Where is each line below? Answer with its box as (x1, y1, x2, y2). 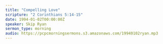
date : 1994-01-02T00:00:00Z (5, 17, 65, 22)
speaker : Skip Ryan (5, 21, 47, 27)
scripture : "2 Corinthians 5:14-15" (5, 12, 83, 17)
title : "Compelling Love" (5, 7, 60, 13)
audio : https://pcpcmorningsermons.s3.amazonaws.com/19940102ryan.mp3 (5, 31, 158, 36)
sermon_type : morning (5, 26, 51, 31)
